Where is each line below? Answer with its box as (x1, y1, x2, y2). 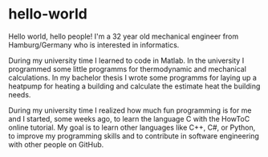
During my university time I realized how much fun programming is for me (8, 105, 252, 115)
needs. (8, 89, 31, 99)
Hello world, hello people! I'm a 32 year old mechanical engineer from (8, 31, 239, 41)
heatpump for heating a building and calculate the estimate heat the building (8, 81, 261, 91)
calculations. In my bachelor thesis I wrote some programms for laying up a (8, 72, 257, 82)
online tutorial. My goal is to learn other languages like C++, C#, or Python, (8, 122, 256, 132)
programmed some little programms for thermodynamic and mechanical (8, 64, 247, 73)
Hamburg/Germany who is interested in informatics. (8, 39, 180, 49)
